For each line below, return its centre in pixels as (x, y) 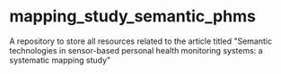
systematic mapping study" (60, 60)
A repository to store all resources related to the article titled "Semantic (140, 41)
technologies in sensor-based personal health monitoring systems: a (136, 50)
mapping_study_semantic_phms (132, 16)
